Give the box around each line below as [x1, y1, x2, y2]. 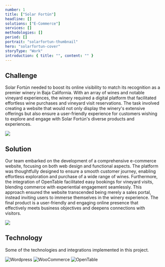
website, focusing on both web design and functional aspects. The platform [5, 163, 159, 169]
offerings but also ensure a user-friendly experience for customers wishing [5, 111, 158, 116]
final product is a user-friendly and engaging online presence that [5, 200, 139, 205]
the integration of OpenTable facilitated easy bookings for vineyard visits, [5, 179, 154, 185]
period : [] [5, 35, 28, 40]
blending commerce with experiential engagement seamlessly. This [5, 184, 142, 190]
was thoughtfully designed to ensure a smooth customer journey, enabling [5, 168, 156, 174]
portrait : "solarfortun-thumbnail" [5, 39, 78, 44]
